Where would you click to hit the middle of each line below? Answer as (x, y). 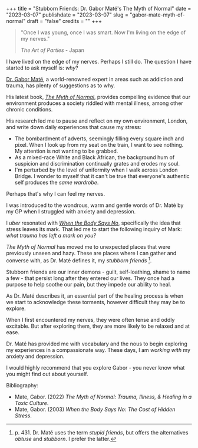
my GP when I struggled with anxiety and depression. (71, 211)
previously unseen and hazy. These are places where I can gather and (91, 253)
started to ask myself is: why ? (42, 68)
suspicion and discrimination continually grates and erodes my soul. (97, 164)
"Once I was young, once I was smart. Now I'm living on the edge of (103, 32)
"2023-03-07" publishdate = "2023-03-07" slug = (67, 15)
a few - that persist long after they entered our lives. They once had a (90, 278)
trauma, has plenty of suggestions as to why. (61, 85)
